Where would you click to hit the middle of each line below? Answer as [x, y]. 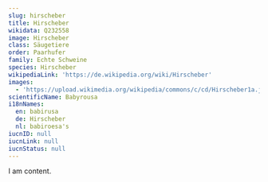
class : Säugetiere [39, 45]
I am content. [30, 171]
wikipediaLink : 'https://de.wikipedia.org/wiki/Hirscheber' [110, 75]
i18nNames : [26, 104]
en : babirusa [37, 112]
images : [21, 82]
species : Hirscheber [43, 68]
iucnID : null [30, 134]
